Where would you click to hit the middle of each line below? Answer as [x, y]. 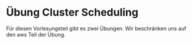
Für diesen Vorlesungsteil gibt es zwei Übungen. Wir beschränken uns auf [96, 28]
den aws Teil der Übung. [36, 34]
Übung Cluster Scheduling [72, 12]
